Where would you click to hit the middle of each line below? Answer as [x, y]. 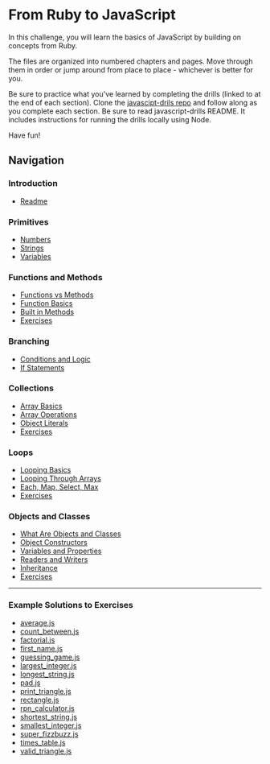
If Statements [42, 367]
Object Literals [44, 423]
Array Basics [41, 406]
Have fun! [25, 135]
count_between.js [49, 631]
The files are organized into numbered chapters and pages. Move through [131, 61]
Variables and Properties [61, 551]
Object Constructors [54, 543]
